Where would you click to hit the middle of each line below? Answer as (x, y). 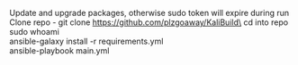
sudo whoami (35, 32)
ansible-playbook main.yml (59, 51)
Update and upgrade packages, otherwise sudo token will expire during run (149, 13)
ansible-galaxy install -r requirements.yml (86, 41)
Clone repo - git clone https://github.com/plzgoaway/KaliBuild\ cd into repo (149, 22)
